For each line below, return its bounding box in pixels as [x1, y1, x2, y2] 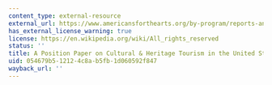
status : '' [8, 42, 45, 50]
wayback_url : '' [8, 65, 63, 73]
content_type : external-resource [8, 11, 121, 20]
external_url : [8, 19, 57, 28]
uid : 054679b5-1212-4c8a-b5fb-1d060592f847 [8, 57, 158, 66]
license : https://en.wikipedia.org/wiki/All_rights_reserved [8, 34, 219, 43]
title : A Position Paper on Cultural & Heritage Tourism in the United [8, 49, 255, 57]
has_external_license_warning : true [8, 27, 132, 35]
